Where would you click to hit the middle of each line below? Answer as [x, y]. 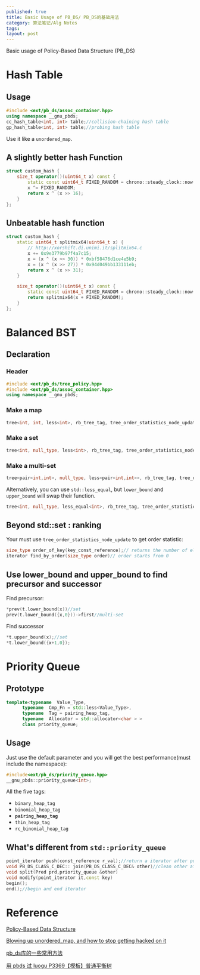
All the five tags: [26, 792]
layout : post [22, 34]
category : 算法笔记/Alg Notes [42, 23]
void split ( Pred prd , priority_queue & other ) [62, 872]
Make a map [24, 411]
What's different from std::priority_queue [86, 847]
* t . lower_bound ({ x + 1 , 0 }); [38, 643]
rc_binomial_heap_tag [41, 829]
